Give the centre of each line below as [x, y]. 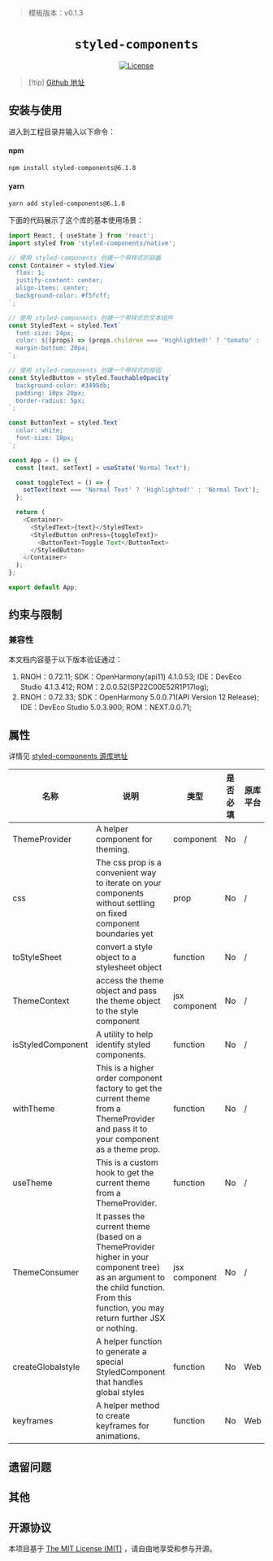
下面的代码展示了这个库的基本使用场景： [76, 220]
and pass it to [122, 1129]
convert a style [124, 947]
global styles [120, 1393]
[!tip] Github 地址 [56, 82]
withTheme [34, 1109]
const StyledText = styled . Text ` [65, 325]
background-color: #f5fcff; [63, 296]
